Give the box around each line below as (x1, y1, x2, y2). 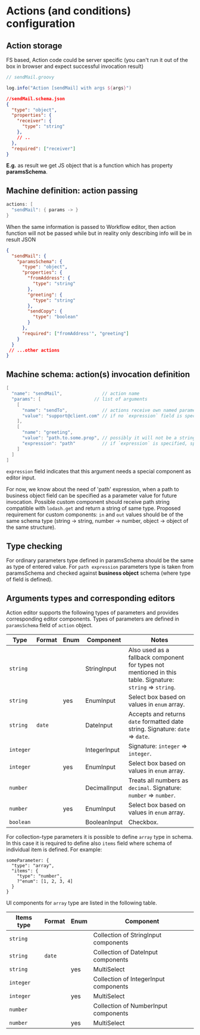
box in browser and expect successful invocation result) (6, 63, 144, 70)
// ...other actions (8, 347, 60, 353)
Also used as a (128, 646, 170, 654)
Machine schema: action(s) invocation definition (6, 369, 190, 379)
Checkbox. (128, 818, 159, 826)
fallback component (128, 653, 185, 661)
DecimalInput (85, 784, 123, 792)
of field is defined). (6, 576, 53, 583)
